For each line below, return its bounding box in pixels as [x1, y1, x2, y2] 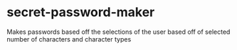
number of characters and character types [6, 35, 132, 43]
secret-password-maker [6, 4, 155, 20]
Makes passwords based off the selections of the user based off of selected [6, 27, 231, 36]
